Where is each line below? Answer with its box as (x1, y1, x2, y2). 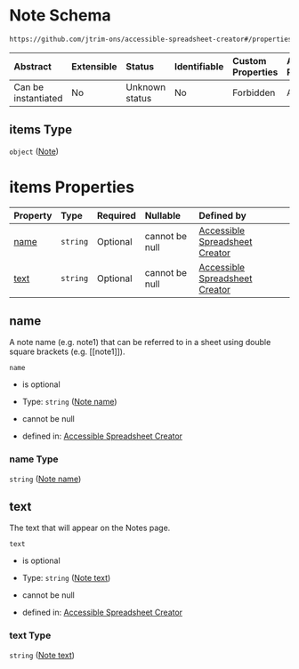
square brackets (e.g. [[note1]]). (9, 346, 126, 357)
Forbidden (232, 86, 276, 99)
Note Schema (9, 5, 111, 26)
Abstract (13, 60, 52, 72)
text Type (9, 629, 52, 641)
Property (13, 209, 53, 222)
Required (96, 209, 136, 222)
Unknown (125, 81, 166, 93)
